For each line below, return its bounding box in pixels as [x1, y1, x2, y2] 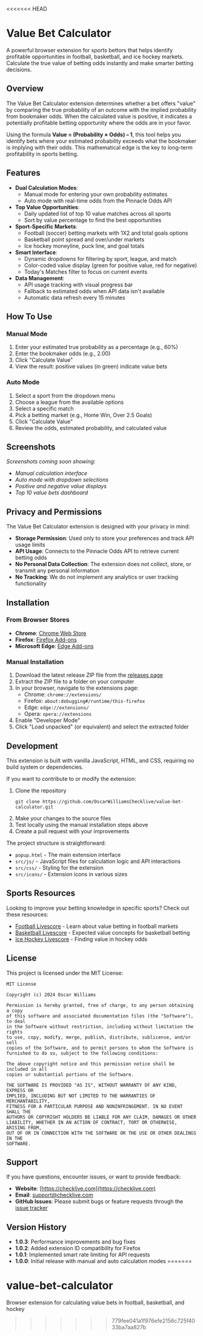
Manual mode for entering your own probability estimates [24, 190, 168, 198]
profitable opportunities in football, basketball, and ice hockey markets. [6, 53, 184, 60]
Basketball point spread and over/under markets [24, 235, 145, 243]
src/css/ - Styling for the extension [15, 864, 104, 871]
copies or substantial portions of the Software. [6, 1071, 135, 1078]
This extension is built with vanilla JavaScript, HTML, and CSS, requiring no [6, 756, 195, 764]
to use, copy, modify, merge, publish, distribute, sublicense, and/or [6, 1034, 191, 1040]
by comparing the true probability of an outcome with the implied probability [6, 106, 197, 113]
